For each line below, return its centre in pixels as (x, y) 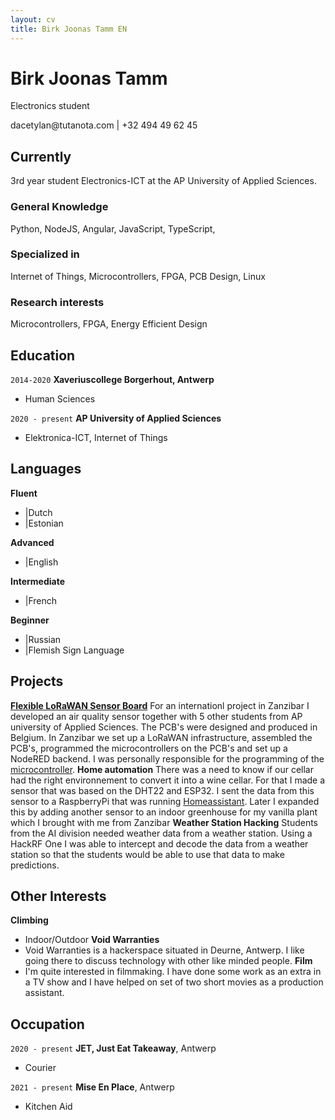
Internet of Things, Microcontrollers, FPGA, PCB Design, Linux (138, 276)
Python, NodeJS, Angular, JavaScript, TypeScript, (113, 228)
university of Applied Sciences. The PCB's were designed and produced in (164, 727)
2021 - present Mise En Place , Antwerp (92, 1087)
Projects (37, 681)
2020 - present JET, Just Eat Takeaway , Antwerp (113, 1048)
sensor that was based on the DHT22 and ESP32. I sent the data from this (162, 790)
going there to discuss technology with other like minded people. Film (168, 961)
